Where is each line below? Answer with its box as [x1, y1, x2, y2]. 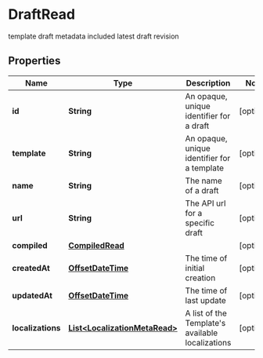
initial [185, 262, 205, 273]
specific [185, 217, 215, 228]
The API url [185, 198, 226, 209]
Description [186, 77, 231, 88]
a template [185, 163, 225, 174]
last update [185, 294, 227, 305]
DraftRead [8, 5, 76, 24]
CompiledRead [68, 239, 125, 250]
